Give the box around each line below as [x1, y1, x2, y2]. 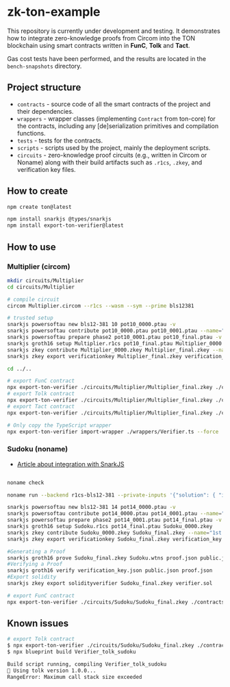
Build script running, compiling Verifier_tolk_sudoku [7, 661, 167, 668]
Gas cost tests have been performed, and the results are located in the [7, 54, 207, 62]
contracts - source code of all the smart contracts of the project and [16, 100, 211, 108]
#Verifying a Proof [7, 561, 63, 568]
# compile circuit [7, 296, 60, 303]
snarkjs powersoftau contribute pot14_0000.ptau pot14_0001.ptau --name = [7, 510, 222, 517]
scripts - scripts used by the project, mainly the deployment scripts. [16, 143, 211, 151]
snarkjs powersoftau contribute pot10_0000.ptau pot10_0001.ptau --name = [7, 327, 222, 334]
